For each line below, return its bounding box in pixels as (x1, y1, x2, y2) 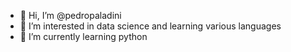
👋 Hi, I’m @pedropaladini (19, 10, 122, 21)
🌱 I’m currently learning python (19, 31, 148, 42)
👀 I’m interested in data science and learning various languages (19, 20, 282, 32)
